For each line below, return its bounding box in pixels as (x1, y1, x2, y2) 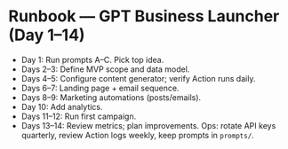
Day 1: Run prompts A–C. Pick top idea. (20, 54, 164, 65)
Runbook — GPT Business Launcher (8, 6, 280, 27)
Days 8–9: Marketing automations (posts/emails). (20, 91, 202, 103)
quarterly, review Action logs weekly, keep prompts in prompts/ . (20, 129, 254, 140)
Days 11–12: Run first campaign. (20, 111, 137, 122)
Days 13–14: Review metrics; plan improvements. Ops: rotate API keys (20, 120, 276, 130)
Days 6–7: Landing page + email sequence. (20, 82, 180, 93)
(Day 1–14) (8, 25, 85, 45)
